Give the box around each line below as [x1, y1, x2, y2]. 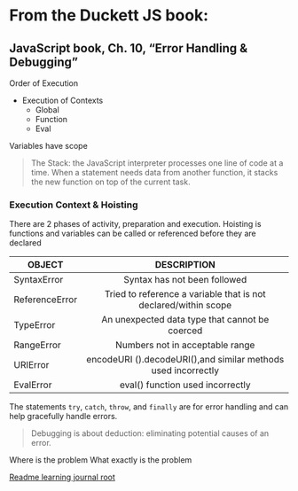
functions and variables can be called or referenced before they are [9, 228, 256, 239]
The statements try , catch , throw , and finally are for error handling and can [9, 401, 289, 412]
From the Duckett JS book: [9, 5, 209, 26]
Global [35, 105, 59, 115]
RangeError [13, 339, 62, 351]
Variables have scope [9, 141, 89, 151]
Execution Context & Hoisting [9, 199, 138, 211]
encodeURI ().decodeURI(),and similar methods [86, 354, 285, 366]
